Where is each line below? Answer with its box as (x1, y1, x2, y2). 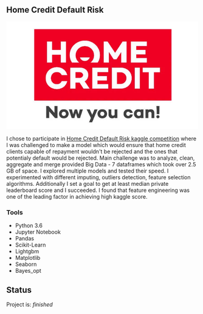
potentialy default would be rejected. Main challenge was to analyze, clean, (6, 154, 195, 162)
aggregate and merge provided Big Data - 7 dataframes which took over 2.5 (6, 161, 196, 168)
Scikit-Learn (15, 241, 46, 248)
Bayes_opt (15, 267, 41, 275)
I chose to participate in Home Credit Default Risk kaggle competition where (6, 135, 196, 142)
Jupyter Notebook (15, 228, 61, 236)
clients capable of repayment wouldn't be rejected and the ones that (6, 148, 178, 155)
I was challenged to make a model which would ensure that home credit (6, 142, 187, 149)
